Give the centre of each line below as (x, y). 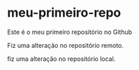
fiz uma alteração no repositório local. (62, 59)
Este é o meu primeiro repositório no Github (70, 32)
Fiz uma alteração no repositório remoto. (65, 45)
